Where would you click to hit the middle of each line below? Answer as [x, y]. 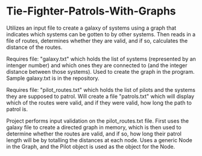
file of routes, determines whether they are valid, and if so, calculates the [97, 41]
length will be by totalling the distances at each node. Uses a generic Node [99, 140]
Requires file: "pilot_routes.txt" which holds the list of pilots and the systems [101, 89]
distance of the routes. [34, 47]
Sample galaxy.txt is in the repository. [53, 78]
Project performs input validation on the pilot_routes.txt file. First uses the [97, 121]
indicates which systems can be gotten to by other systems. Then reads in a [101, 34]
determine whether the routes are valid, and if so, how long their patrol [94, 134]
